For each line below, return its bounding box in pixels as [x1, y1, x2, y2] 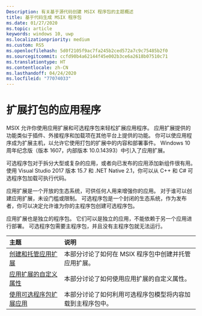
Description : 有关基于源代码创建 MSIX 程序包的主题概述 [6, 8, 134, 15]
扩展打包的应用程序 [6, 103, 102, 117]
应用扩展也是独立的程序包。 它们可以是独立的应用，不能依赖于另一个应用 [6, 215, 187, 222]
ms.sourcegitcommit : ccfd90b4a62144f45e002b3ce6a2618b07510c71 [6, 53, 168, 59]
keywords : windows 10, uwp [6, 31, 74, 37]
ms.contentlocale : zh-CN [6, 64, 69, 71]
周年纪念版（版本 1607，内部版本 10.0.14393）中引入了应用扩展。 [6, 147, 168, 154]
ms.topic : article [6, 25, 52, 32]
